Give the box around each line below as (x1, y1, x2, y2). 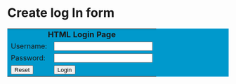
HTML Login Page (48, 29, 116, 39)
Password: (11, 53, 46, 63)
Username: (11, 41, 48, 51)
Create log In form (7, 5, 114, 21)
